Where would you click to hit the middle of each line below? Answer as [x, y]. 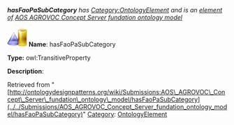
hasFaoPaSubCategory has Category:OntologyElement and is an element [115, 10]
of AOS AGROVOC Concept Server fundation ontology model [95, 17]
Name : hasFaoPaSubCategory [72, 44]
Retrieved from [29, 85]
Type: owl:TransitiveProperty [49, 58]
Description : [25, 71]
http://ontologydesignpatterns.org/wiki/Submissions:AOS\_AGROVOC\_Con [117, 92]
